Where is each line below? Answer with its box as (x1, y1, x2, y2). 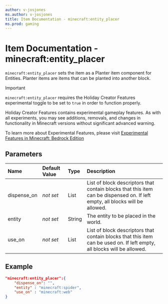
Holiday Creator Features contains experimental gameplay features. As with (5, 109, 161, 115)
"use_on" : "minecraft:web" (14, 289, 72, 295)
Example (5, 262, 33, 271)
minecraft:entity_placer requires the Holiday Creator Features (5, 94, 135, 100)
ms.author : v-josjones (5, 12, 52, 17)
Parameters (5, 149, 42, 158)
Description (86, 168, 115, 174)
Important (5, 85, 25, 91)
